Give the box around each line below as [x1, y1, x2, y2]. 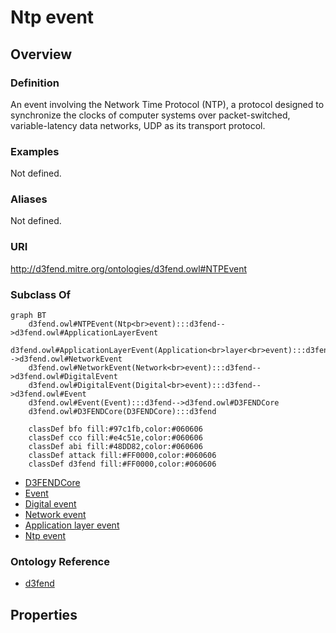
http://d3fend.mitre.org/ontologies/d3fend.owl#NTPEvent [10, 262, 247, 275]
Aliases [10, 192, 48, 206]
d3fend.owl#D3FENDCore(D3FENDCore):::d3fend [28, 407, 217, 417]
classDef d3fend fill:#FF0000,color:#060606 [28, 459, 217, 470]
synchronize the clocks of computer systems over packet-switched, [10, 109, 291, 121]
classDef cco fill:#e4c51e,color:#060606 [28, 433, 203, 443]
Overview [10, 46, 73, 63]
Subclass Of [10, 287, 72, 301]
